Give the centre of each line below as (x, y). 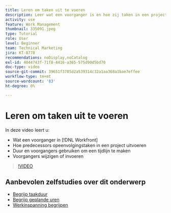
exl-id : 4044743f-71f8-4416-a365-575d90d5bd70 (55, 62)
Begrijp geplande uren (36, 200)
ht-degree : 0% (20, 86)
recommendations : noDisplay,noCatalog (46, 57)
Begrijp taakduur (30, 194)
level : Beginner (22, 43)
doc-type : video (22, 67)
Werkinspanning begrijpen (40, 205)
